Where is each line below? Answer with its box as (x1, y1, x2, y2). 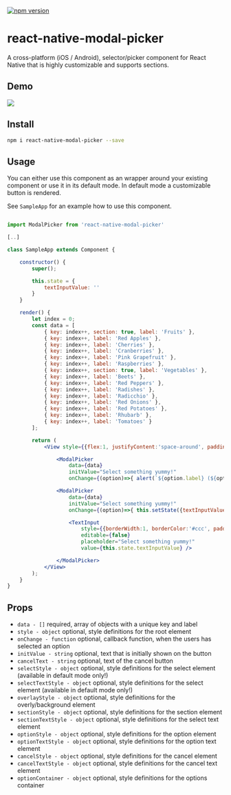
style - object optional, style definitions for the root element (16, 628, 192, 636)
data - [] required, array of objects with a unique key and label (16, 620, 198, 628)
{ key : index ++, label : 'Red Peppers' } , (43, 380, 165, 386)
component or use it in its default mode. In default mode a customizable (7, 181, 211, 189)
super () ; (32, 265, 57, 272)
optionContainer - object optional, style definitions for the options (16, 774, 208, 782)
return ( (32, 437, 57, 444)
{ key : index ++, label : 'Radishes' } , (43, 386, 155, 393)
